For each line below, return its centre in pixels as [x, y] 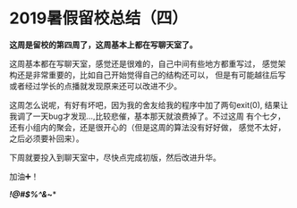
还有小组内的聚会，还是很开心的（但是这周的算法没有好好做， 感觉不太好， [148, 127]
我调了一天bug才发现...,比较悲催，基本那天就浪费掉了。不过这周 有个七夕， [148, 116]
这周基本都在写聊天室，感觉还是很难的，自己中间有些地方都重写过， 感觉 [144, 63]
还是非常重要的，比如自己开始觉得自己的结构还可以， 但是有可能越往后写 [151, 75]
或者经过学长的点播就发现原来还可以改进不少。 [95, 86]
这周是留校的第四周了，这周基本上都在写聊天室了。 [103, 45]
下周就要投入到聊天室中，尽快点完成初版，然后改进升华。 [115, 157]
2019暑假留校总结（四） [98, 18]
